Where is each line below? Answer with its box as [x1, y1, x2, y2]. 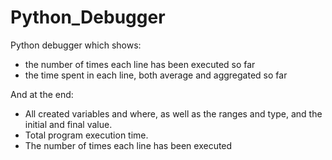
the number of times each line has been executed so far [24, 58, 256, 70]
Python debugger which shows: [10, 39, 142, 51]
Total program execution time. [24, 129, 149, 141]
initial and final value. [24, 118, 113, 130]
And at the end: [10, 88, 74, 100]
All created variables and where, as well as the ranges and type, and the [24, 107, 323, 120]
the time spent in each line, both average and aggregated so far [24, 69, 288, 81]
